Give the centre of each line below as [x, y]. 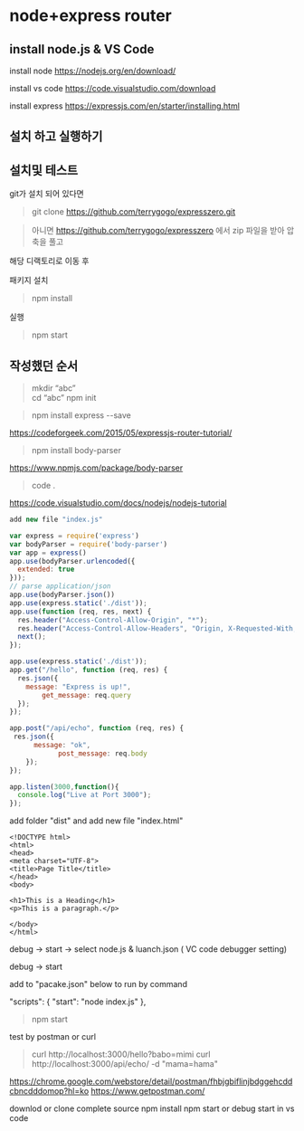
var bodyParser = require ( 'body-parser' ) [89, 544]
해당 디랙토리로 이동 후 [49, 261]
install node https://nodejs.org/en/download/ [93, 71]
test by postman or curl [53, 1037]
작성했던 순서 [44, 366]
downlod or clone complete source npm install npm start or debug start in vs [152, 1108]
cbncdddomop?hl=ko [49, 1091]
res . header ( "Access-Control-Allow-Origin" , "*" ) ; [113, 620]
